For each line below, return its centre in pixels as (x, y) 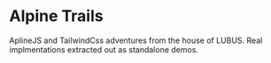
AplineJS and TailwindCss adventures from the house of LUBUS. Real (136, 40)
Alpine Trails (56, 16)
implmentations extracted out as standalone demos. (104, 49)
